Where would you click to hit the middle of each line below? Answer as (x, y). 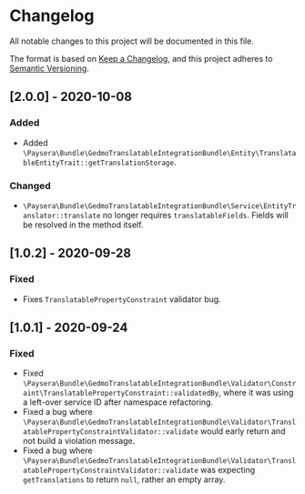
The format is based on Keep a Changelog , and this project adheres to (141, 58)
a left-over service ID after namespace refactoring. (118, 402)
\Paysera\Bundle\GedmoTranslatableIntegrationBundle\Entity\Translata (159, 153)
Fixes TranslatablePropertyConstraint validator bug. (122, 299)
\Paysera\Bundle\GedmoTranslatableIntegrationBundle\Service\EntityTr (159, 206)
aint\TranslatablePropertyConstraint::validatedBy (121, 393)
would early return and (243, 431)
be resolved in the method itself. (83, 225)
